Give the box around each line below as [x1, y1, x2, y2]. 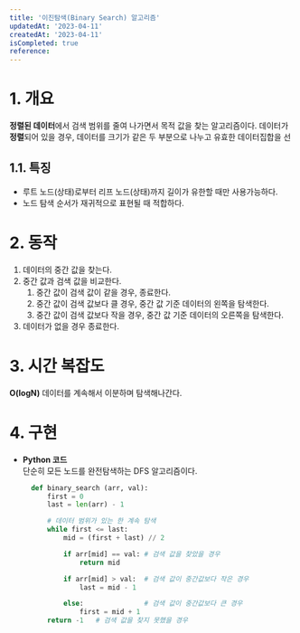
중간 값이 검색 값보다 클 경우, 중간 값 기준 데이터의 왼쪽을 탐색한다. [35, 298, 269, 308]
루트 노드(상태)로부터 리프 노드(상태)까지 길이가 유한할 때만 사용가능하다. [22, 186, 278, 197]
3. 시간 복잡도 [9, 356, 106, 376]
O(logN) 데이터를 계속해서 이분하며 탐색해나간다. [9, 387, 183, 398]
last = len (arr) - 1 [46, 500, 125, 509]
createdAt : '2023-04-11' [9, 30, 103, 39]
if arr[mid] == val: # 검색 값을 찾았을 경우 [62, 549, 220, 559]
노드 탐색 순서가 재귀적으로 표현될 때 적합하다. [22, 197, 185, 208]
